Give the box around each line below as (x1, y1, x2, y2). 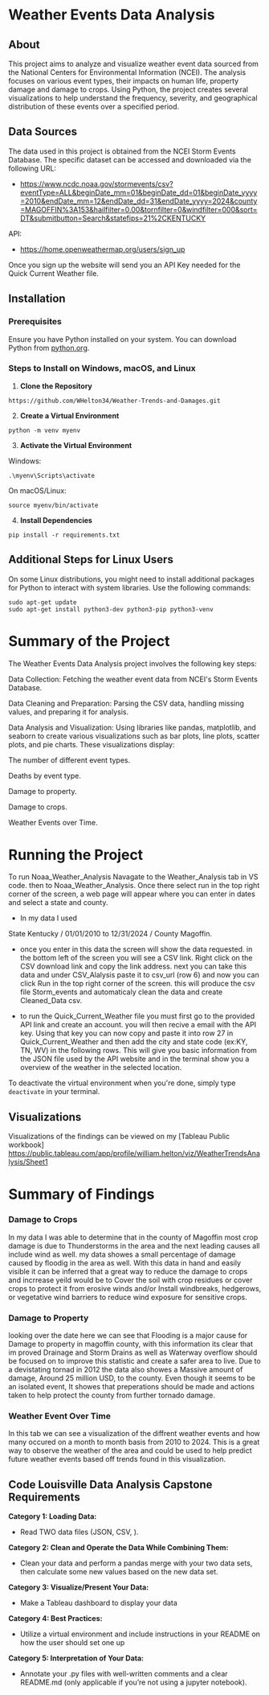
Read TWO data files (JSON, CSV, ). (19, 1527, 139, 1537)
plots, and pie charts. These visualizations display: (8, 739, 175, 749)
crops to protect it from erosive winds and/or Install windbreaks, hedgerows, (8, 1283, 262, 1293)
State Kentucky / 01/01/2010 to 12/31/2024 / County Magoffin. (8, 929, 213, 939)
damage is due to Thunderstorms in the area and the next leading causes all (8, 1240, 260, 1250)
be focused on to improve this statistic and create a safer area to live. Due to (8, 1356, 261, 1366)
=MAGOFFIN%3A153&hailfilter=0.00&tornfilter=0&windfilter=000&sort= (19, 204, 259, 214)
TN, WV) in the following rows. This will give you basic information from (19, 1046, 257, 1055)
